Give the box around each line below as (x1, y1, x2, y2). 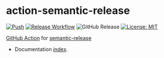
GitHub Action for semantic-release (6, 34, 92, 41)
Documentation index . (14, 45, 69, 53)
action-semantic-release (6, 4, 130, 17)
